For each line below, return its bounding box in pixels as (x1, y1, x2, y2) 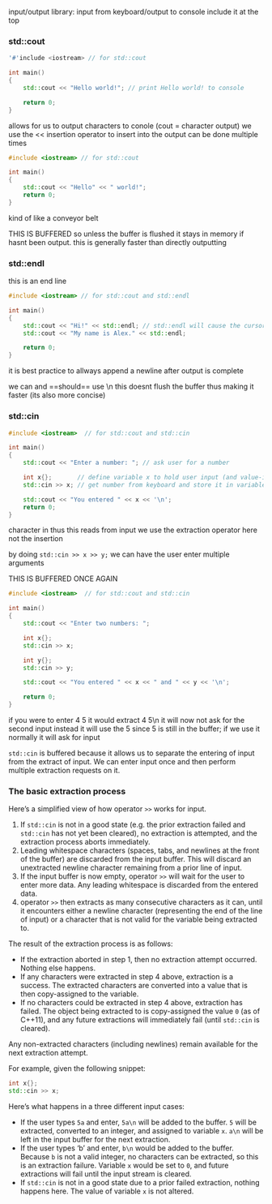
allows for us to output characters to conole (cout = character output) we (8, 121, 253, 131)
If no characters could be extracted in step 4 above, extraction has (19, 998, 243, 1008)
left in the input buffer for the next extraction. (19, 1135, 171, 1145)
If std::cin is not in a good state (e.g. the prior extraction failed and (19, 819, 246, 830)
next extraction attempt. (8, 1048, 89, 1058)
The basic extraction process (8, 785, 126, 797)
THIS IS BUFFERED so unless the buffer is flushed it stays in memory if (8, 229, 244, 239)
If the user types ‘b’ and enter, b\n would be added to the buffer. (19, 1143, 235, 1153)
